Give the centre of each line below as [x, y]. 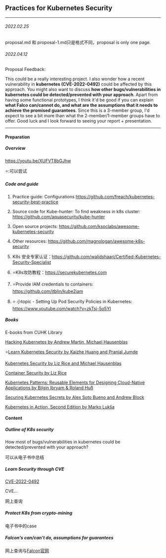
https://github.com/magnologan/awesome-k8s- [96, 241]
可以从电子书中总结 [25, 458]
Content [14, 418]
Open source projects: [35, 226]
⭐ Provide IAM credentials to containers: [53, 284]
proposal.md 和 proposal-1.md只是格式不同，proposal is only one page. [78, 43]
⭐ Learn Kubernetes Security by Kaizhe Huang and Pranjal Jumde [72, 352]
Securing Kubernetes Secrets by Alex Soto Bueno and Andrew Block [75, 397]
